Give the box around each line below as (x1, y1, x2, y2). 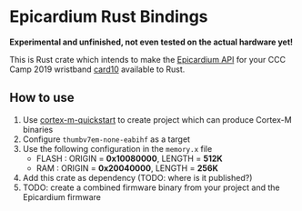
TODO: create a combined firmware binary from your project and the (22, 182, 280, 193)
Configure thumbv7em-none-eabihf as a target (22, 134, 191, 145)
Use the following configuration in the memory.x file (22, 143, 213, 154)
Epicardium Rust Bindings (9, 6, 208, 27)
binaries (22, 124, 54, 135)
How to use (9, 90, 75, 105)
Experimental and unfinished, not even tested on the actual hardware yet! (9, 36, 294, 47)
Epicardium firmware (22, 191, 102, 202)
